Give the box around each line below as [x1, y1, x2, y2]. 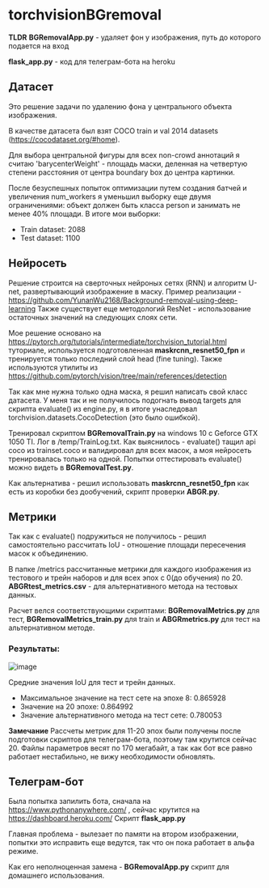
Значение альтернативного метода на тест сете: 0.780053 [19, 710, 222, 720]
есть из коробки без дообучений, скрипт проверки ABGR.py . [8, 487, 221, 497]
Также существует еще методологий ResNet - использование [37, 303, 252, 313]
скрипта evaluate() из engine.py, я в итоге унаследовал [8, 404, 198, 413]
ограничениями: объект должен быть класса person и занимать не [8, 200, 241, 209]
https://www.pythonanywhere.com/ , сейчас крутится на [8, 805, 200, 814]
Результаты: [8, 643, 61, 654]
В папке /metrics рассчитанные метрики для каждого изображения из [8, 565, 252, 574]
